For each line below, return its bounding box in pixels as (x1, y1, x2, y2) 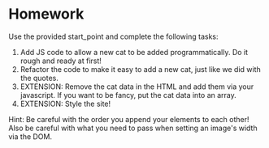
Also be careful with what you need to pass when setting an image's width (8, 123, 258, 133)
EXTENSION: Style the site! (20, 99, 111, 108)
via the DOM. (8, 131, 53, 142)
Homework (8, 5, 85, 23)
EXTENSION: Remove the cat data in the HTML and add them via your (20, 82, 254, 91)
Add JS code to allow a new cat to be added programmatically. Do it (20, 47, 249, 57)
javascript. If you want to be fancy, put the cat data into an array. (20, 90, 237, 99)
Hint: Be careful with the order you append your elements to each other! (8, 114, 249, 124)
